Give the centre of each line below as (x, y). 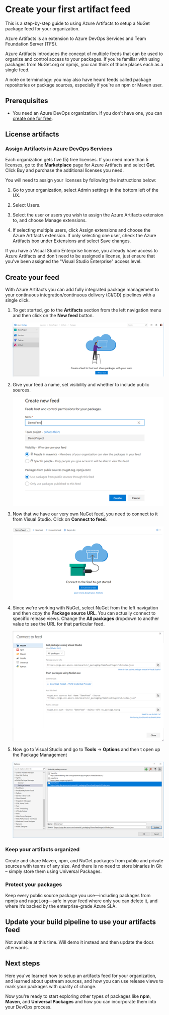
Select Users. (26, 205)
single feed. (17, 70)
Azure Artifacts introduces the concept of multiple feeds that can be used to (84, 54)
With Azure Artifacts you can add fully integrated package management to (82, 290)
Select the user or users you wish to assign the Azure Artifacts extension (88, 215)
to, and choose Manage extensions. (50, 220)
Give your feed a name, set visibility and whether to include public (81, 385)
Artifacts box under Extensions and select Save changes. (72, 241)
